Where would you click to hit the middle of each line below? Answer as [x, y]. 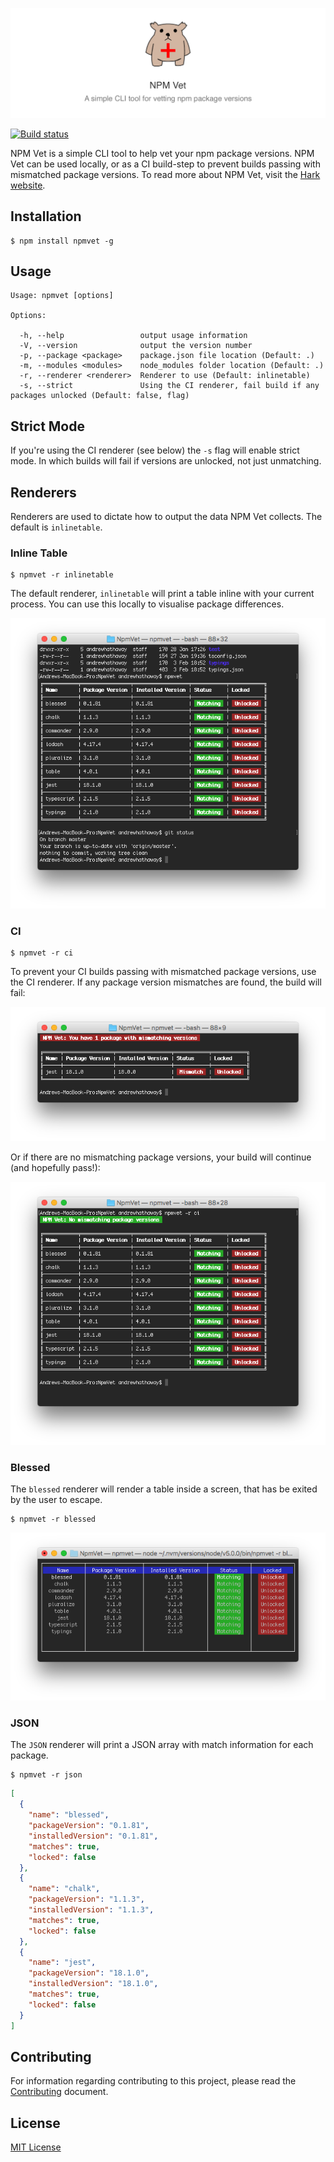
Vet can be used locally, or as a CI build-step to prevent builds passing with [165, 164]
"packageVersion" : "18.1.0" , [89, 1973]
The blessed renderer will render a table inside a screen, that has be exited [164, 1489]
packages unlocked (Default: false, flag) [100, 396]
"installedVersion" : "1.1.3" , [91, 1910]
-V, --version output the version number [136, 346]
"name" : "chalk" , [64, 1889]
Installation [46, 216]
